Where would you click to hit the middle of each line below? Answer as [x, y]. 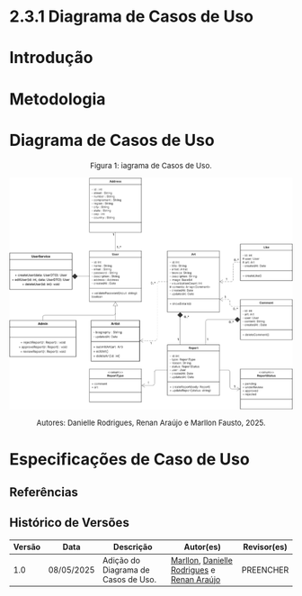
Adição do [121, 560]
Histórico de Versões [70, 523]
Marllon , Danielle [202, 560]
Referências [44, 492]
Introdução [51, 58]
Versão [27, 547]
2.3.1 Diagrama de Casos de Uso [132, 17]
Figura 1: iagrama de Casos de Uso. [151, 165]
